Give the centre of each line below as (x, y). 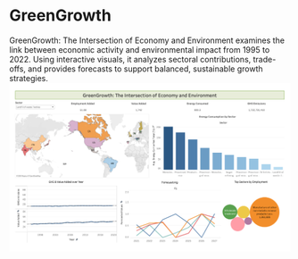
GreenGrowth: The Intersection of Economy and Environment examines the (147, 40)
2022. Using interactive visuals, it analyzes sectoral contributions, (130, 59)
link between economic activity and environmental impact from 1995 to (140, 49)
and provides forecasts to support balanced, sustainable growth (145, 69)
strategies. (29, 78)
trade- (265, 59)
